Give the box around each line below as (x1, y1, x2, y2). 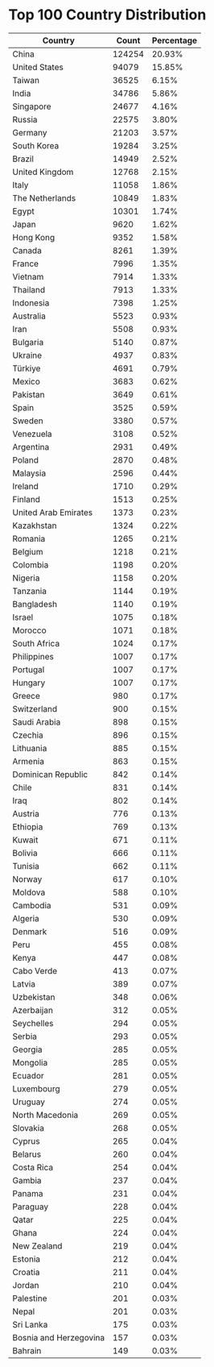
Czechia (12, 729, 44, 741)
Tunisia (12, 860, 40, 871)
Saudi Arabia (12, 716, 61, 727)
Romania (12, 533, 46, 544)
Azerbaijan (12, 1004, 54, 1016)
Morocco (12, 625, 47, 636)
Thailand (12, 284, 46, 295)
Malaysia (12, 467, 47, 479)
